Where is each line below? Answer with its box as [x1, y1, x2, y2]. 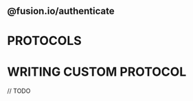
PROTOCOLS [7, 33, 82, 48]
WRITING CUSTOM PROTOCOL [7, 64, 187, 79]
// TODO [7, 87, 31, 95]
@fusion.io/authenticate [7, 5, 115, 17]
